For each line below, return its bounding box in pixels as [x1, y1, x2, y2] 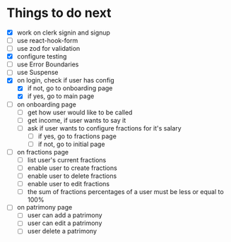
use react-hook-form [16, 37, 78, 44]
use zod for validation [16, 44, 81, 53]
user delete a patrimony [27, 227, 97, 236]
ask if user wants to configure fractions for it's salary [27, 123, 182, 132]
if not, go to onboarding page [27, 84, 113, 92]
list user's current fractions [27, 155, 107, 164]
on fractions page [16, 147, 69, 156]
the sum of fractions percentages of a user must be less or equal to [27, 188, 224, 196]
